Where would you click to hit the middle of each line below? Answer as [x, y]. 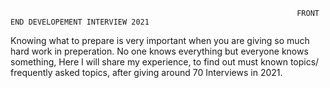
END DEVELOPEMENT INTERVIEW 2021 [80, 22]
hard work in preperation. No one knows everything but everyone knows [159, 51]
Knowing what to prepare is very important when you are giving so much [160, 40]
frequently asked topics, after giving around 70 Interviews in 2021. [146, 72]
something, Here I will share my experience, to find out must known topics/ [165, 62]
